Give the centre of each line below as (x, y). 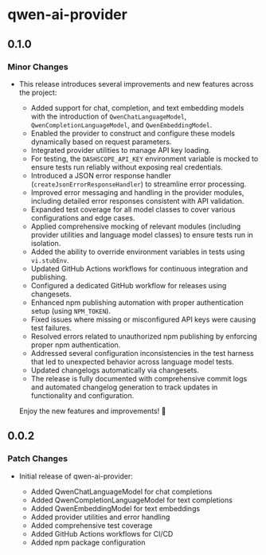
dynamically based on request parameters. (101, 142)
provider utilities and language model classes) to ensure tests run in (142, 235)
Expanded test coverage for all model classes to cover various (133, 209)
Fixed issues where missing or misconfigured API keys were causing (143, 319)
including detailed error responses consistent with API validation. (137, 201)
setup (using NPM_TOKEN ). (71, 311)
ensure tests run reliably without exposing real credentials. (127, 167)
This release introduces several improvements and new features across (136, 84)
